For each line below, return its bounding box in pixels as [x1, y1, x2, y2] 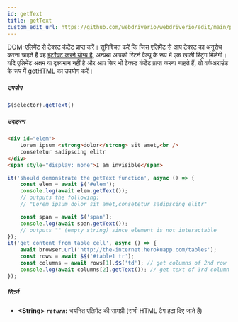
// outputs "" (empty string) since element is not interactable [20, 226, 217, 234]
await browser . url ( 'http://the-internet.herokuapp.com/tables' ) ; [20, 246, 217, 253]
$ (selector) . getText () [7, 102, 74, 109]
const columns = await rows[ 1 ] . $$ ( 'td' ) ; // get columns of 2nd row [20, 260, 227, 267]
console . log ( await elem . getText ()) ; [20, 188, 129, 195]
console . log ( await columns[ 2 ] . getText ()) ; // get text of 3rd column [20, 266, 230, 273]
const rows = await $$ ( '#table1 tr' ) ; [20, 253, 135, 260]
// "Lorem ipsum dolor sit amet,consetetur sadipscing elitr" [20, 201, 208, 208]
